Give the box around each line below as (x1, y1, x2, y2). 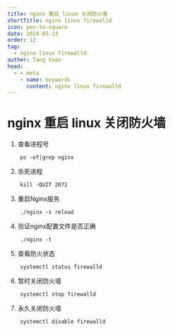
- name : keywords (20, 76, 71, 83)
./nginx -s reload (20, 209, 74, 216)
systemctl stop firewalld (20, 291, 97, 298)
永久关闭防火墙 (17, 304, 61, 313)
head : (7, 63, 23, 70)
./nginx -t (20, 236, 52, 244)
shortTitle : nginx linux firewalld (7, 17, 112, 24)
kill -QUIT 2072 (20, 182, 68, 189)
